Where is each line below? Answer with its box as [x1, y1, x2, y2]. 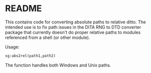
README [5, 3, 42, 14]
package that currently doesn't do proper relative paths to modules [5, 29, 141, 35]
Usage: [5, 44, 20, 50]
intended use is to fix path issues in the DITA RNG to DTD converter [5, 24, 141, 30]
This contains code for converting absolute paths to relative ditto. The [5, 19, 146, 25]
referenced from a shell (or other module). [5, 35, 90, 40]
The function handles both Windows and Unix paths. [5, 62, 111, 68]
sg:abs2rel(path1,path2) [5, 53, 56, 58]
